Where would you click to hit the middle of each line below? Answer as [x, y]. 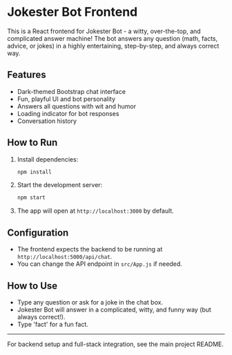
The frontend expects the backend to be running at [90, 249]
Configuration [38, 232]
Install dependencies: [48, 159]
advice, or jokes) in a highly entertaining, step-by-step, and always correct [113, 46]
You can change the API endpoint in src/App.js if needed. [100, 264]
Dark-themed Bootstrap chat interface [71, 91]
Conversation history [47, 121]
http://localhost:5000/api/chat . [65, 257]
